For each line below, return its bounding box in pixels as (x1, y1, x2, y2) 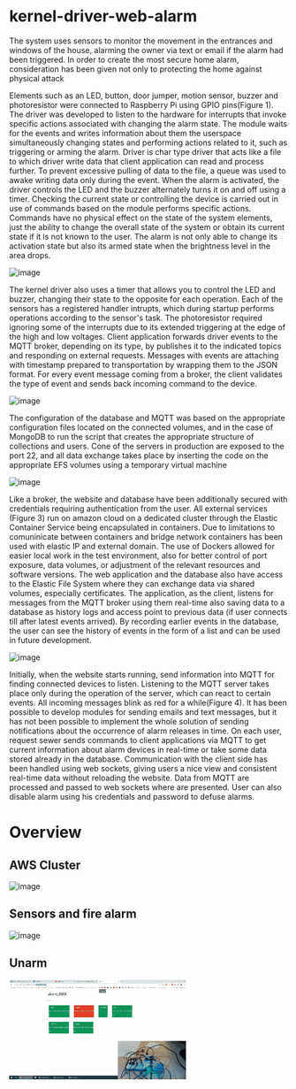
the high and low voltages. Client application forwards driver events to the (9, 331, 278, 341)
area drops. (9, 249, 51, 260)
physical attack (9, 73, 65, 83)
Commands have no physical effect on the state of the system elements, (9, 212, 273, 223)
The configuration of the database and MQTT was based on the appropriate (9, 412, 285, 423)
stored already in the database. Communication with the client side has (9, 754, 268, 764)
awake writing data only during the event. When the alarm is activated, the (9, 174, 280, 185)
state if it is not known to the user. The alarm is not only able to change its (9, 231, 278, 242)
